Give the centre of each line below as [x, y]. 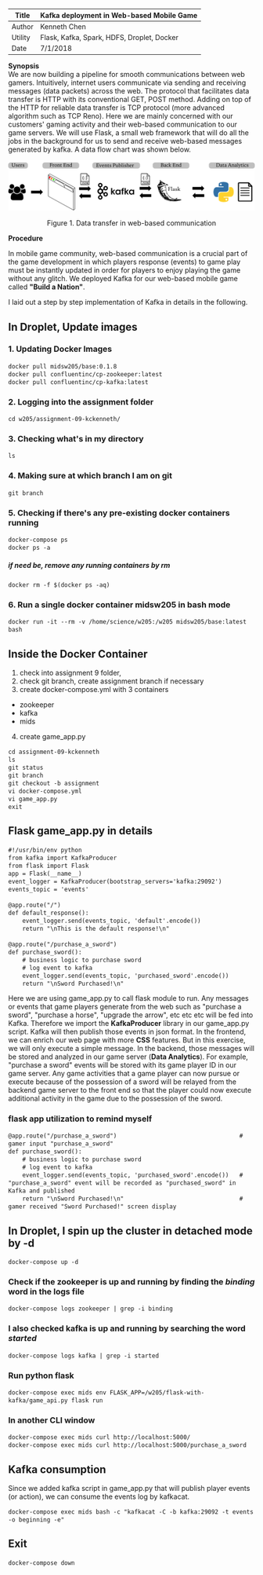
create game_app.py [52, 737]
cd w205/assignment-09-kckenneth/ [65, 419]
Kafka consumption [57, 1469]
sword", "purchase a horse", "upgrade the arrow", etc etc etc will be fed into [131, 1015]
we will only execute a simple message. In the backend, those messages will [131, 1048]
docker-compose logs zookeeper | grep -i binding [91, 1309]
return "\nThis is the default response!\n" [96, 929]
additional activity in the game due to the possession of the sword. [115, 1098]
